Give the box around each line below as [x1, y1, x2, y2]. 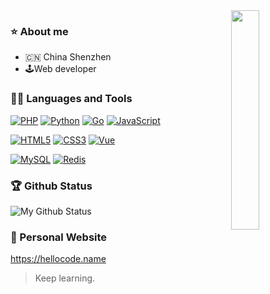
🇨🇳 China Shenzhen [24, 51, 112, 63]
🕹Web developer [24, 63, 97, 75]
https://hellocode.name [10, 253, 107, 265]
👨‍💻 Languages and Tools [10, 92, 133, 106]
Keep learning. [34, 272, 96, 284]
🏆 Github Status [10, 179, 93, 193]
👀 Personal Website [10, 230, 108, 244]
